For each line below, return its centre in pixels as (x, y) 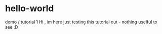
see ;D (12, 27)
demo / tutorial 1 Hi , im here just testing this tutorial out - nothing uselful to (81, 22)
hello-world (30, 8)
